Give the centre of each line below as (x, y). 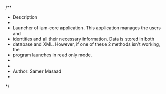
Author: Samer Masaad (37, 71)
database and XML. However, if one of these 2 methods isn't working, (86, 44)
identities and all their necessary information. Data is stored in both (84, 39)
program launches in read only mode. (52, 55)
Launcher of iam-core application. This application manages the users (87, 28)
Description (25, 17)
